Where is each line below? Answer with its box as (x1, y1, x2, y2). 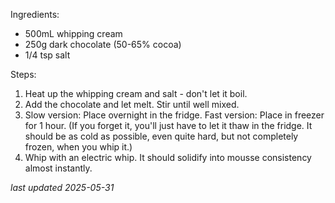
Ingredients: (10, 9, 60, 20)
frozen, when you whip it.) (24, 141, 133, 153)
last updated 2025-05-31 (10, 182, 115, 193)
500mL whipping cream (24, 28, 123, 39)
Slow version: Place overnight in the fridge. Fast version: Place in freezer (24, 109, 325, 121)
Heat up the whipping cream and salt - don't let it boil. (24, 88, 248, 99)
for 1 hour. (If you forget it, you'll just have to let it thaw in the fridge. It (24, 120, 313, 131)
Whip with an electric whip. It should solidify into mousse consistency (24, 152, 312, 163)
